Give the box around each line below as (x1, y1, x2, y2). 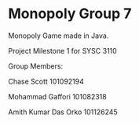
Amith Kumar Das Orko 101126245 (8, 107, 118, 117)
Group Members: (8, 61, 64, 71)
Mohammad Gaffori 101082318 (8, 91, 108, 101)
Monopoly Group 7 (8, 5, 132, 23)
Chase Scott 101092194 (8, 76, 85, 86)
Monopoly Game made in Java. (8, 31, 109, 40)
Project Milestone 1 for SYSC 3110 (8, 46, 118, 55)
